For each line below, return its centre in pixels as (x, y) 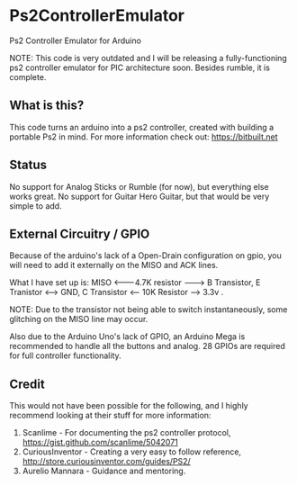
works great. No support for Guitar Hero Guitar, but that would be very (139, 196)
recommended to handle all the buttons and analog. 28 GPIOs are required (147, 346)
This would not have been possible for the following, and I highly (129, 406)
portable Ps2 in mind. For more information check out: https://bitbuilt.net (144, 137)
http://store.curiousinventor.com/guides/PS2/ (106, 462)
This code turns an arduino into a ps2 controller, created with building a (142, 127)
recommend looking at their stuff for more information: (110, 416)
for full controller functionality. (65, 355)
